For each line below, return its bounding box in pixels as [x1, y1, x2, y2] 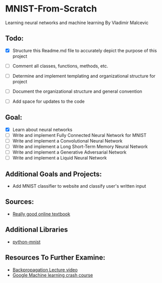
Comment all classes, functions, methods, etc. [12, 63, 108, 69]
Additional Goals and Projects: [5, 170, 102, 178]
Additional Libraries [5, 225, 68, 234]
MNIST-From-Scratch [5, 3, 97, 15]
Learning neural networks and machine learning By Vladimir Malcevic [5, 20, 149, 26]
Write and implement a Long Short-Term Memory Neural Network [12, 144, 148, 150]
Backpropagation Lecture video [12, 266, 78, 272]
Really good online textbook [12, 211, 70, 217]
